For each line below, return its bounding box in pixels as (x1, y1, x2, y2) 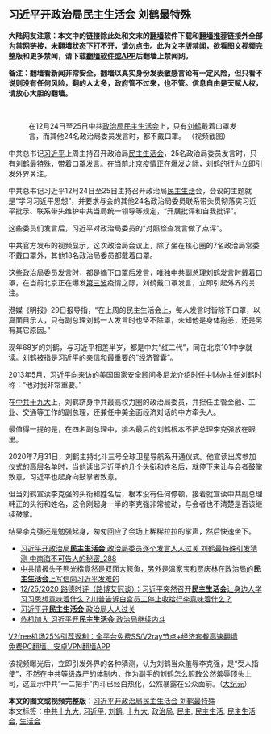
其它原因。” (15, 325, 51, 335)
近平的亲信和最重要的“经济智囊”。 (64, 352, 177, 362)
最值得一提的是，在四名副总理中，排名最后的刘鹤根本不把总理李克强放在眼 (8, 424, 256, 434)
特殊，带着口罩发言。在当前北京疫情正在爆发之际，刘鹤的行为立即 (35, 158, 256, 168)
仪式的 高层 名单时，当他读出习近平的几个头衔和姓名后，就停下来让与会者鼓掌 (8, 462, 263, 471)
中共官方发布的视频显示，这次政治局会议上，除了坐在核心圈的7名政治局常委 (8, 240, 260, 250)
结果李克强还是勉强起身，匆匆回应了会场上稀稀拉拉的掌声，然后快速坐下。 (8, 526, 256, 536)
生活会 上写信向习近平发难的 (27, 573, 119, 584)
